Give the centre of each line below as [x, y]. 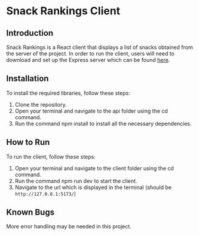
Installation [27, 79]
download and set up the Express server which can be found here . [88, 60]
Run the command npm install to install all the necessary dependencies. [103, 123]
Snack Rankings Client [63, 11]
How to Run [28, 142]
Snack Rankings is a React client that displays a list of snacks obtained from [99, 47]
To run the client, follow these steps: [51, 157]
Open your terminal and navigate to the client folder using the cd [94, 168]
